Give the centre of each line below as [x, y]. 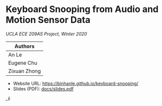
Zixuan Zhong [25, 71]
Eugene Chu [23, 63]
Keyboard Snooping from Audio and [82, 9]
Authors [25, 46]
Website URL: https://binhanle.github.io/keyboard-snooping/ [76, 83]
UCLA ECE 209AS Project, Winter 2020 [47, 34]
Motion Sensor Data [48, 20]
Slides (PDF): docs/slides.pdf [43, 88]
